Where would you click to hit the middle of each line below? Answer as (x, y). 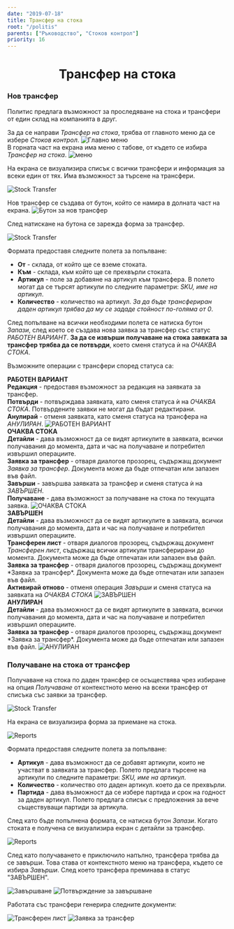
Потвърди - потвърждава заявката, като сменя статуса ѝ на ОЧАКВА (112, 401)
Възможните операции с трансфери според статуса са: (91, 366)
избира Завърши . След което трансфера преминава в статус (99, 870)
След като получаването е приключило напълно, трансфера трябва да (113, 855)
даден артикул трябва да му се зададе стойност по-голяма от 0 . (115, 309)
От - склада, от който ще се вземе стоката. (82, 264)
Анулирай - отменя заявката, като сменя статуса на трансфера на (107, 416)
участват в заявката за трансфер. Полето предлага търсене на (112, 770)
